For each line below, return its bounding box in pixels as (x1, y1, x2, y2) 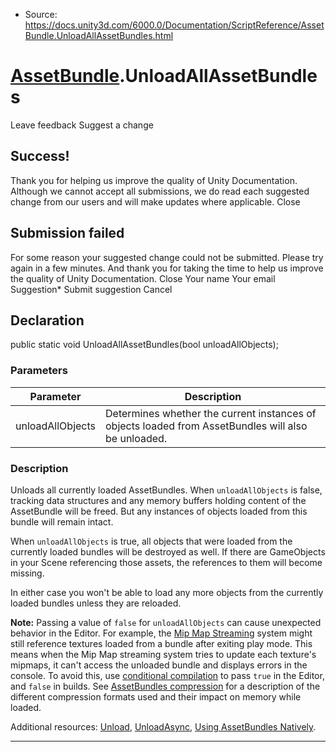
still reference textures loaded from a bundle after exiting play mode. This (10, 637, 313, 649)
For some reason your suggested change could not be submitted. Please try (10, 251, 324, 263)
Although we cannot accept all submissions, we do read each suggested (10, 185, 310, 197)
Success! (10, 148, 70, 165)
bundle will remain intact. (10, 515, 114, 528)
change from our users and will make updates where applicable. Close (10, 195, 301, 208)
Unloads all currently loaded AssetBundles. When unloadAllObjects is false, (10, 484, 323, 496)
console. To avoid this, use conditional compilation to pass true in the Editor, (10, 669, 325, 681)
